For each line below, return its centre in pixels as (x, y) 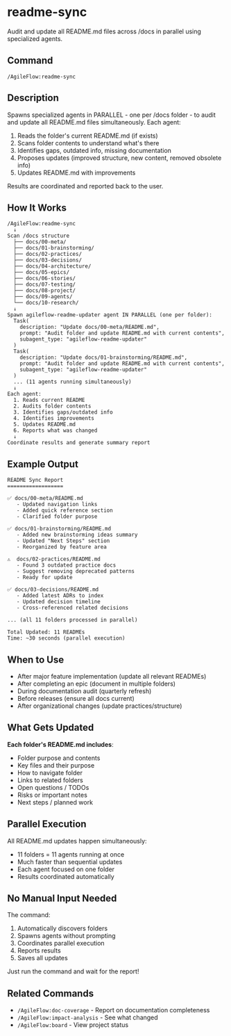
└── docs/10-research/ (46, 303)
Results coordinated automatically (66, 876)
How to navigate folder (50, 772)
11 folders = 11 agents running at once (71, 854)
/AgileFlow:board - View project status (73, 1025)
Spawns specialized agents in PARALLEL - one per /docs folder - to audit (112, 115)
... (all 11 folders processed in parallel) (72, 620)
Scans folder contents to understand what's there (88, 143)
